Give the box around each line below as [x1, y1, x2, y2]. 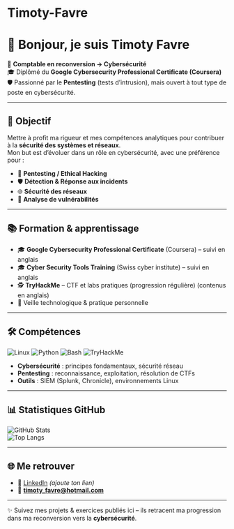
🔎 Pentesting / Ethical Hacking [17, 169, 107, 177]
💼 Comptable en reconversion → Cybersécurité [7, 60, 147, 68]
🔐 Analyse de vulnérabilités [17, 195, 99, 203]
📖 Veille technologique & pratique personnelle [17, 298, 148, 306]
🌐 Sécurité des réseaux [17, 187, 87, 195]
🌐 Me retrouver [7, 460, 75, 472]
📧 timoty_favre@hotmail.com [17, 486, 104, 495]
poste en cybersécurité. [7, 89, 76, 97]
